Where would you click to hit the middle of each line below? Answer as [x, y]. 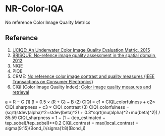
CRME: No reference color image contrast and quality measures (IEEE [83, 76]
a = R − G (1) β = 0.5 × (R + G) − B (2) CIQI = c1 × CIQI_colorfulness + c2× [80, 102]
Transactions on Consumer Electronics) [53, 81]
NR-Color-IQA [34, 9]
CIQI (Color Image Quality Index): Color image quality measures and [82, 87]
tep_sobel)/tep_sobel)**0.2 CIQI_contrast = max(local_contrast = [72, 123]
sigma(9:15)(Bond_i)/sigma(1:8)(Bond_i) [45, 128]
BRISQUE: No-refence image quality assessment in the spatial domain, [84, 55]
